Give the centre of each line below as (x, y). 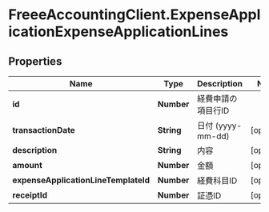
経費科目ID (217, 180)
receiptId (30, 195)
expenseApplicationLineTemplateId (81, 180)
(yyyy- (229, 126)
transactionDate (44, 130)
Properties (35, 61)
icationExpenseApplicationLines (118, 32)
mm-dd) (213, 136)
